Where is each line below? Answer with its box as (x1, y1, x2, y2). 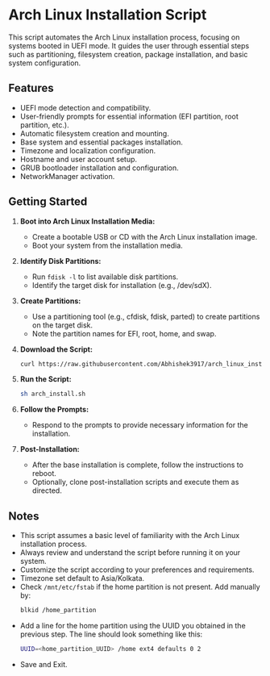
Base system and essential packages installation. (19, 137, 184, 147)
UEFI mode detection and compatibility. (19, 102, 152, 112)
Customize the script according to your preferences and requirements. (19, 565, 255, 574)
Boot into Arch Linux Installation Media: (19, 216, 156, 226)
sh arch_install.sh (19, 390, 86, 399)
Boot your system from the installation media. (31, 240, 183, 250)
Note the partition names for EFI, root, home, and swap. (31, 328, 217, 338)
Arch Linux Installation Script (8, 6, 207, 24)
